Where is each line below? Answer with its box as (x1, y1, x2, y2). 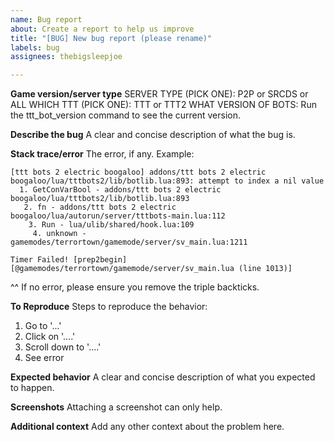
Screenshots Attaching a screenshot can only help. (10, 401, 223, 413)
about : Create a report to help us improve (10, 24, 195, 34)
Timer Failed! (10, 255, 70, 265)
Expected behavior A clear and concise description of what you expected (10, 371, 316, 383)
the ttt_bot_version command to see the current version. (10, 109, 241, 121)
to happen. (10, 382, 55, 394)
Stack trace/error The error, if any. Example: (10, 148, 195, 160)
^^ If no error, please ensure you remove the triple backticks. (10, 281, 260, 293)
